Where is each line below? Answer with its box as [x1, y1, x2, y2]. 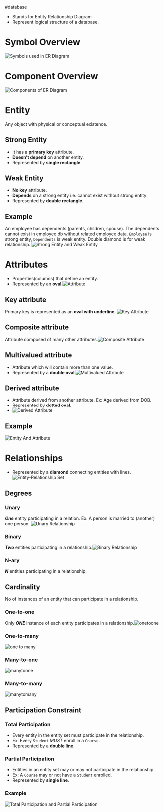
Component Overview [5, 71, 98, 82]
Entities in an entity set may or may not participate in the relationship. [12, 767, 155, 773]
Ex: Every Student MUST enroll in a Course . [12, 738, 100, 744]
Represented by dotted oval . [12, 402, 72, 408]
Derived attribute [5, 384, 59, 393]
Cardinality [5, 583, 41, 591]
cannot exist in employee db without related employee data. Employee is [5, 231, 152, 237]
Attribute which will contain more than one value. [12, 364, 113, 370]
